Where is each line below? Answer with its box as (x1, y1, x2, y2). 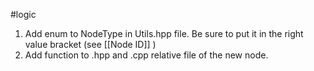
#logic (10, 9, 37, 20)
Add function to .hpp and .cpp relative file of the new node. (24, 49, 269, 61)
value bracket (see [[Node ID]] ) (24, 39, 157, 50)
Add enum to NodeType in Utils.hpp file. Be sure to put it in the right (24, 28, 304, 39)
